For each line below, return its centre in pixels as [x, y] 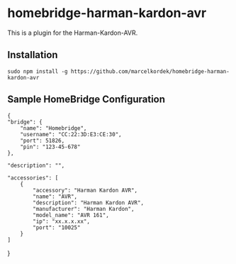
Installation [33, 55]
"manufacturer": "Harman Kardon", [84, 209]
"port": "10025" [57, 227]
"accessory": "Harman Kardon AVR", [85, 190]
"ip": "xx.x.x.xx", [62, 221]
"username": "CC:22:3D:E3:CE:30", [71, 134]
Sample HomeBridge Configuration [86, 100]
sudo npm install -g [38, 71]
